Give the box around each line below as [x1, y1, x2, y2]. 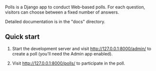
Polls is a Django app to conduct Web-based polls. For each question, [5, 4, 145, 10]
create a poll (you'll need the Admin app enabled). [12, 51, 113, 56]
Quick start [5, 33, 40, 41]
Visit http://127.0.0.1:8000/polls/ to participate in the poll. [12, 60, 125, 66]
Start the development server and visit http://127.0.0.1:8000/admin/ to [12, 46, 152, 52]
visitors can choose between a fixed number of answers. [5, 9, 119, 15]
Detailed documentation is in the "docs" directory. [5, 19, 106, 24]
